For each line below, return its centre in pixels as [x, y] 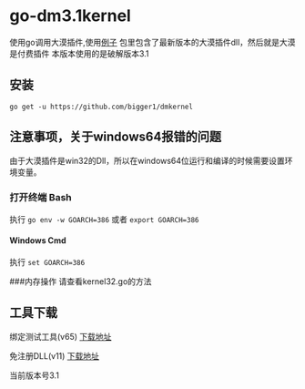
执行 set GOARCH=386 [47, 262]
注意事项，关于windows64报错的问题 [115, 137]
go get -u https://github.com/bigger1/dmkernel [102, 107]
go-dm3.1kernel [71, 16]
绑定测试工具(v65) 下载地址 [61, 336]
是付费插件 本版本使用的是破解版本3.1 [79, 53]
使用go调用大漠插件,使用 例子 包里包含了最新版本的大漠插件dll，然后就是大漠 [152, 42]
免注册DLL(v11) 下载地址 [55, 355]
